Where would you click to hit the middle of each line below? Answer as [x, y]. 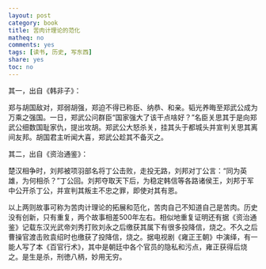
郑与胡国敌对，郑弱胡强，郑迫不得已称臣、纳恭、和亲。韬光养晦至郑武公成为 [133, 107]
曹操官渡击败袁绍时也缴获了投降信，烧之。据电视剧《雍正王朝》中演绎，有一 [133, 237]
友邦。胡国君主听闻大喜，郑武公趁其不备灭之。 [91, 137]
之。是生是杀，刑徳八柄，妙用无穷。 [67, 256]
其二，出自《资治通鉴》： [48, 153]
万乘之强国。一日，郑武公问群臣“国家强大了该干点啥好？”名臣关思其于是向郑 [133, 117]
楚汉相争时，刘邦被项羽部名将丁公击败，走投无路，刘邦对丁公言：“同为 [124, 170]
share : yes [26, 60]
